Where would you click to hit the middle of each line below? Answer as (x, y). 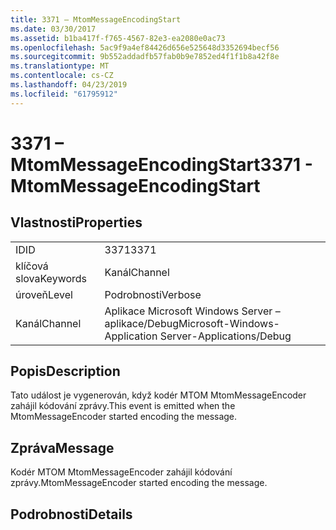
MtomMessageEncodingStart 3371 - (161, 164)
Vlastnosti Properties (76, 222)
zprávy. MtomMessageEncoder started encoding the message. (139, 483)
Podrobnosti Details (71, 514)
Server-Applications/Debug (225, 336)
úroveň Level (44, 294)
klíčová (32, 266)
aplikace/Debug (141, 323)
